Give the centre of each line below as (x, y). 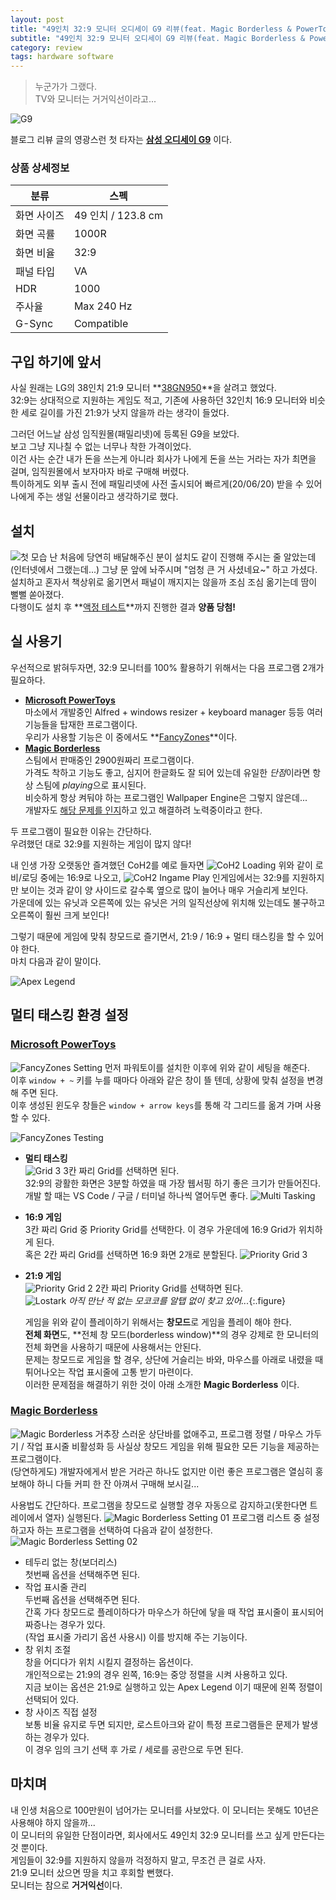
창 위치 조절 (48, 1649)
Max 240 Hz (103, 306)
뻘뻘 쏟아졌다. (37, 595)
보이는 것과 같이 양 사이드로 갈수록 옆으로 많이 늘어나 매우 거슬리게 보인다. (164, 890)
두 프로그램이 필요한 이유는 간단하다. (81, 831)
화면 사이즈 (40, 216)
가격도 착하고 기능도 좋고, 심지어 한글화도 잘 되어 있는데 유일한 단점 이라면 (167, 772)
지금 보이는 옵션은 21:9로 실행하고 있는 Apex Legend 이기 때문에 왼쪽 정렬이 (173, 1687)
